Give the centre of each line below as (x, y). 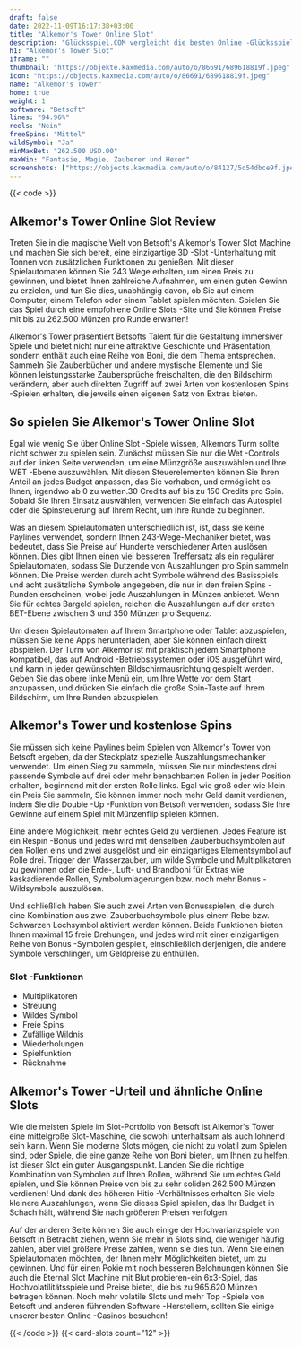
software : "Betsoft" (48, 109)
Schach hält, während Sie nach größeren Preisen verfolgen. (120, 1212)
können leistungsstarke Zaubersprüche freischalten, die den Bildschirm (141, 375)
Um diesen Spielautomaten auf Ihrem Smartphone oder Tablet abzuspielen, (148, 630)
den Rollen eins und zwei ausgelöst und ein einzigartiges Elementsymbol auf (150, 850)
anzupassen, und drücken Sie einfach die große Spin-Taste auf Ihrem (138, 688)
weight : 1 (28, 101)
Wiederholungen (53, 1044)
